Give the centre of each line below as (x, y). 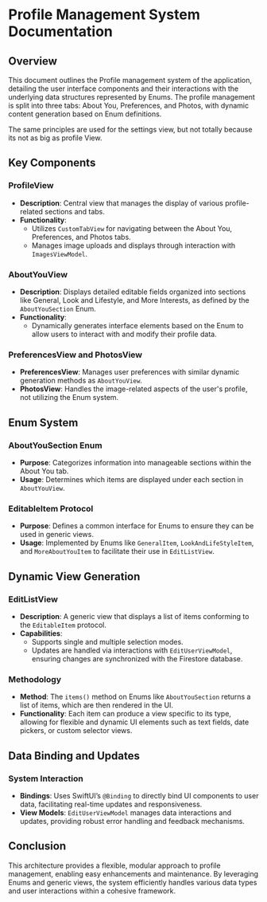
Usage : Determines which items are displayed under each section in (132, 479)
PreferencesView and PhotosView (75, 355)
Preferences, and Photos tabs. (81, 237)
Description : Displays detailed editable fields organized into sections (133, 292)
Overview (33, 61)
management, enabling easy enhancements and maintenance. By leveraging (133, 873)
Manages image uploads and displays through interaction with (133, 245)
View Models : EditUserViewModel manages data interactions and (126, 812)
